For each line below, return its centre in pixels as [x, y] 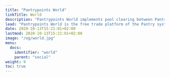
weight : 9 [16, 62]
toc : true [16, 66]
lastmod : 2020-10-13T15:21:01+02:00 [44, 33]
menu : [11, 43]
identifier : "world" [36, 52]
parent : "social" [33, 57]
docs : [16, 48]
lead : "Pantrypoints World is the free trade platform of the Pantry [80, 24]
